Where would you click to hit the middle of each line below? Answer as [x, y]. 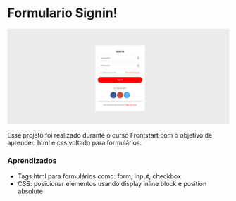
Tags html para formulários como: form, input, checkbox [99, 176]
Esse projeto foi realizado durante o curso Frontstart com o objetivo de [110, 135]
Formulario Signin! [62, 13]
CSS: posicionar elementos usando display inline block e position [112, 183]
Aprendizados [32, 161]
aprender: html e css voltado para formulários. [75, 142]
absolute [30, 191]
